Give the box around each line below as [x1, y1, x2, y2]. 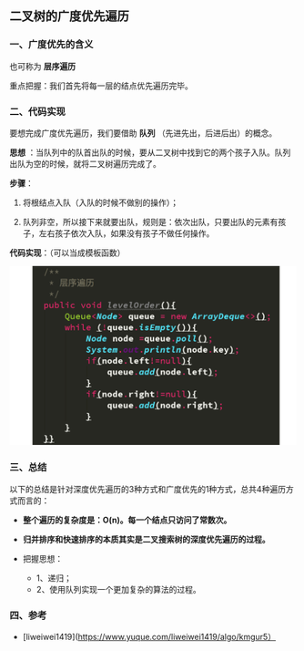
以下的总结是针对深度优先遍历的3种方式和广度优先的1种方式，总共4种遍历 [9, 483, 287, 494]
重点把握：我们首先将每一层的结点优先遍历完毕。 [9, 80, 193, 91]
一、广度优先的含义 [9, 38, 94, 51]
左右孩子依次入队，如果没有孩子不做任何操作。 [38, 227, 215, 239]
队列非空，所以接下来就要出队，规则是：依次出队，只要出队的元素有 [22, 216, 279, 227]
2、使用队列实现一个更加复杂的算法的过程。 [35, 584, 202, 594]
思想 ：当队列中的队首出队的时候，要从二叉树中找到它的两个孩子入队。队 [9, 147, 283, 158]
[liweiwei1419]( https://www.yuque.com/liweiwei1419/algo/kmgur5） [22, 632, 276, 643]
